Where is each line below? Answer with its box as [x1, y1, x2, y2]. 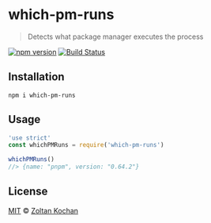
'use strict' [8, 133, 51, 142]
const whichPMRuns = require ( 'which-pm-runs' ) [8, 141, 164, 149]
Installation [8, 70, 65, 84]
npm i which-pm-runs [8, 91, 77, 99]
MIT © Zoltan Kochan [8, 206, 79, 215]
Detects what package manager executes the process [27, 32, 204, 41]
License [8, 185, 48, 198]
